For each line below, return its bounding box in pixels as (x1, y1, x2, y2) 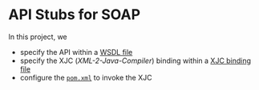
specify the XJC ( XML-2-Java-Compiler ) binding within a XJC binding (19, 56, 251, 65)
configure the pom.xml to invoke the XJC (19, 72, 152, 82)
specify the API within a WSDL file (19, 47, 133, 57)
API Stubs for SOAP (8, 6, 141, 24)
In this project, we (8, 32, 68, 41)
